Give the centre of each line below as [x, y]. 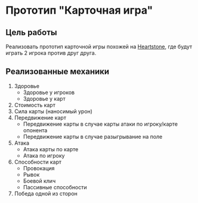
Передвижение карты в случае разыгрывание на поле [93, 136]
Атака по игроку [44, 155]
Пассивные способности [55, 187]
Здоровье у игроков [49, 92]
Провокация [39, 168]
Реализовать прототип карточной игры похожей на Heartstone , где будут [99, 46]
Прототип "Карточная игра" [79, 10]
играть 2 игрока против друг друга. [51, 53]
